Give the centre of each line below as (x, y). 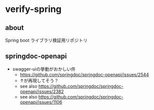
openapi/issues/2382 (42, 91)
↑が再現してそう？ (39, 80)
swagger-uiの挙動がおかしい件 (44, 69)
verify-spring (33, 9)
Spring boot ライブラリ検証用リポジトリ (46, 40)
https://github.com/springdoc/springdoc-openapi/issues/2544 (84, 74)
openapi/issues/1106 (41, 102)
